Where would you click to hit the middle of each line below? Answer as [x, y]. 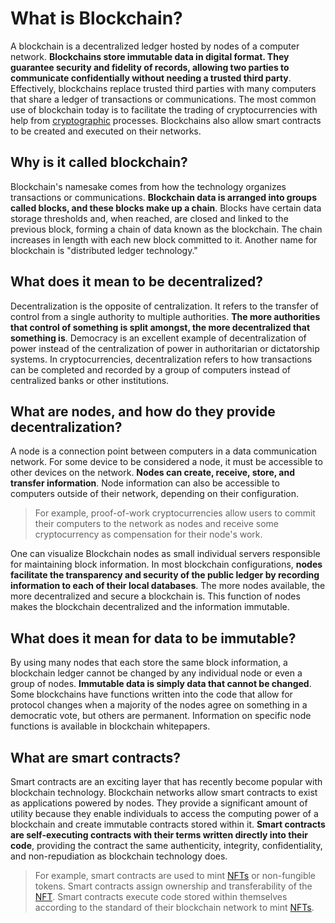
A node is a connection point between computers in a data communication [164, 451]
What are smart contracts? [96, 757]
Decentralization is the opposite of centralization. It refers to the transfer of [164, 306]
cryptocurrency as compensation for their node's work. [148, 534]
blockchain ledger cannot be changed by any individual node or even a [156, 673]
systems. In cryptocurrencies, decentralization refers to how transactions [161, 359]
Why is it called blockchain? [99, 162]
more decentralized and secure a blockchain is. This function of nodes [155, 596]
